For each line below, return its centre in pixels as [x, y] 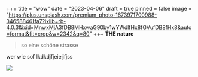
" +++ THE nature [112, 34]
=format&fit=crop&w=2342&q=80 [48, 34]
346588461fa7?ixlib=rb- [36, 21]
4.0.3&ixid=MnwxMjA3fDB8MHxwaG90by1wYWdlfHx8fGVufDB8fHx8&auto [99, 27]
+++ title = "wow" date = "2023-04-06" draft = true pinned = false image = [99, 9]
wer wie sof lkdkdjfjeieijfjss [39, 57]
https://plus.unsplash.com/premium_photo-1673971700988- [83, 15]
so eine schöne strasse [49, 45]
